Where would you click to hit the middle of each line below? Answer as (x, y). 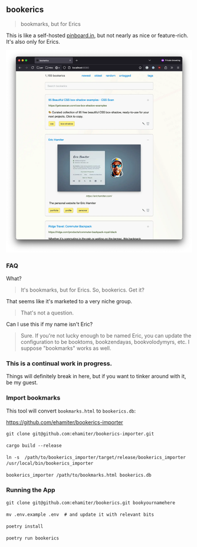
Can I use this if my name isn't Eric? (50, 325)
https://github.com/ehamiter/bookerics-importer (65, 422)
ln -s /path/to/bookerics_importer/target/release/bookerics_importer (96, 457)
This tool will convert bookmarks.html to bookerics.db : (71, 411)
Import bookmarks (33, 398)
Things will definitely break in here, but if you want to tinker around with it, (96, 376)
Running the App (31, 490)
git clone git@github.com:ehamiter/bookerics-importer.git (80, 434)
